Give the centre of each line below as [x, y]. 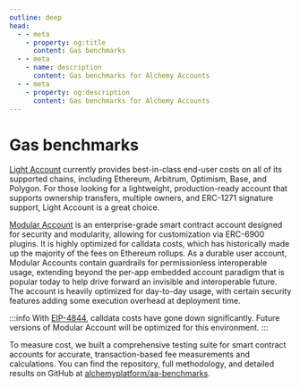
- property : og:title [65, 42]
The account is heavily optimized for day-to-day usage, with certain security [150, 291]
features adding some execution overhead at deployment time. [125, 301]
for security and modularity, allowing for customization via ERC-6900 [137, 234]
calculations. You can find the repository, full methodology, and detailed [142, 364]
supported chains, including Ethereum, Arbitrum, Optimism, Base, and [138, 179]
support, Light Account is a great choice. [85, 207]
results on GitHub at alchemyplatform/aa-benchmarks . [110, 374]
